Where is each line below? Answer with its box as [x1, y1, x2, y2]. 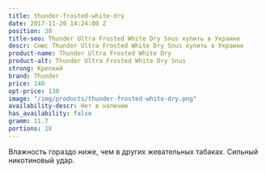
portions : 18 [8, 124, 53, 133]
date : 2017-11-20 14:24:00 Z [8, 19, 107, 27]
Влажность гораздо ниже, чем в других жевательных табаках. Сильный [8, 146, 259, 156]
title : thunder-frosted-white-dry [8, 11, 125, 20]
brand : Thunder [8, 72, 60, 80]
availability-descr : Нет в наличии [8, 102, 129, 110]
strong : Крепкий [8, 65, 63, 73]
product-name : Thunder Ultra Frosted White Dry [8, 49, 172, 57]
